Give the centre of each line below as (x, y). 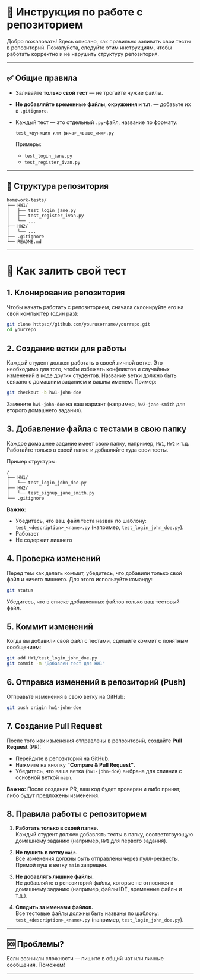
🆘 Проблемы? (35, 944)
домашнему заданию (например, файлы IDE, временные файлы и (99, 889)
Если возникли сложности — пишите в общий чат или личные (85, 959)
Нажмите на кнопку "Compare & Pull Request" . (75, 764)
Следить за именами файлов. (54, 907)
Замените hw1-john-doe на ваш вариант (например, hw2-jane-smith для (96, 404)
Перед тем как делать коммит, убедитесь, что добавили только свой (95, 573)
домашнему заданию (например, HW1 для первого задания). (91, 841)
